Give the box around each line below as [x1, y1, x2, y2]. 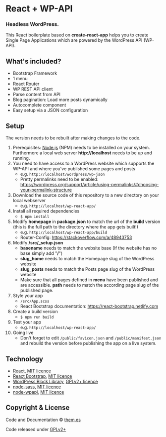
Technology [5, 354, 44, 363]
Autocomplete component [12, 102, 66, 108]
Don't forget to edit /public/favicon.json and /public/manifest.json [20, 335, 162, 341]
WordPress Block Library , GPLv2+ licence [12, 378, 98, 384]
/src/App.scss [20, 299, 50, 304]
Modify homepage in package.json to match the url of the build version [12, 218, 161, 224]
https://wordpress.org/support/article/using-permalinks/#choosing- [20, 182, 159, 188]
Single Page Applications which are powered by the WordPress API [5, 37, 143, 43]
